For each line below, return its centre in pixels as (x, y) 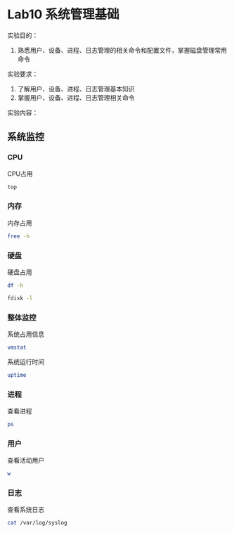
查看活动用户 (26, 461)
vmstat (17, 348)
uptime (17, 375)
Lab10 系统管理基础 (63, 14)
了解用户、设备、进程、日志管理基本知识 (76, 89)
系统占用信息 (26, 334)
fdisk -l (20, 298)
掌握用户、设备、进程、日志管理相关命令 (76, 97)
